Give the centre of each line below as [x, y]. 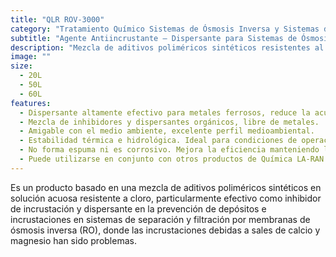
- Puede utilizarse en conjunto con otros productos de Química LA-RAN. [174, 159]
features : [31, 103]
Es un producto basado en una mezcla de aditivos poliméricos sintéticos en [166, 187]
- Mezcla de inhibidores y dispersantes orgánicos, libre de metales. [169, 122]
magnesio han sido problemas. [73, 240]
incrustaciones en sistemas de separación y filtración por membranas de [160, 219]
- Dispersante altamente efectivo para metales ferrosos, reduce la [165, 112]
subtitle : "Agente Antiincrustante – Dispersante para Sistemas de [154, 38]
